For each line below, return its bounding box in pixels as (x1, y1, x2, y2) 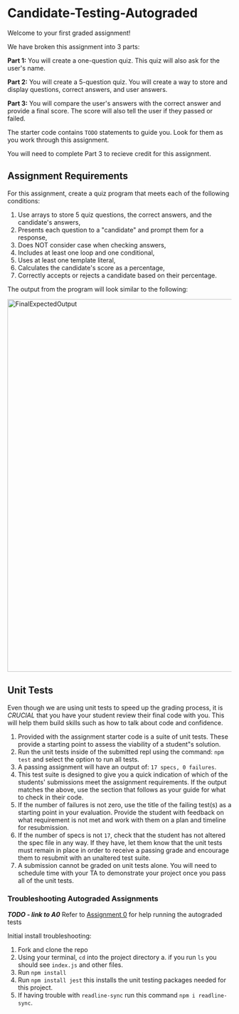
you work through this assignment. (7, 135, 110, 144)
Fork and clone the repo (17, 945, 88, 953)
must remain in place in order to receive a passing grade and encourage (17, 846, 230, 854)
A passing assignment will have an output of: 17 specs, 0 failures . (17, 762, 217, 771)
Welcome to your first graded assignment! (7, 29, 131, 37)
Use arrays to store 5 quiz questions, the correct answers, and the (17, 210, 212, 219)
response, (17, 233, 48, 242)
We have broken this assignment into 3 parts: (7, 42, 140, 51)
